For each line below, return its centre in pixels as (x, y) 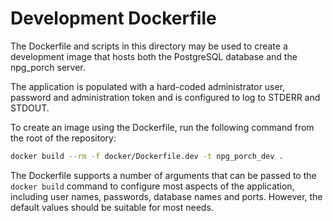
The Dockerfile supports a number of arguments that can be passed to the (163, 175)
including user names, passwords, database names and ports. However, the (166, 196)
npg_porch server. (48, 67)
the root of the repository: (63, 138)
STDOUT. (30, 108)
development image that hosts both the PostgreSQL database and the (154, 56)
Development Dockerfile (113, 18)
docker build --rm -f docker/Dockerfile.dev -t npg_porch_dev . (147, 156)
